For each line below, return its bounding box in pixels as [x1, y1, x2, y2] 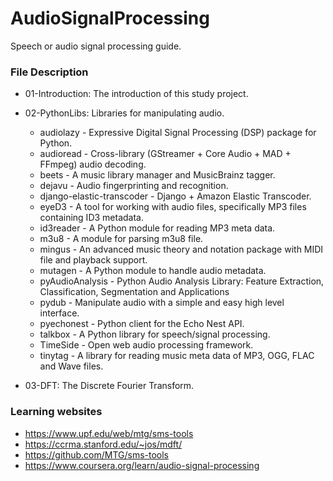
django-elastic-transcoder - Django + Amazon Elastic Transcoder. [39, 190, 312, 202]
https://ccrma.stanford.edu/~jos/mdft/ [24, 438, 183, 450]
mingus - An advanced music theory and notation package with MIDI [39, 243, 324, 256]
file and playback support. [39, 254, 148, 266]
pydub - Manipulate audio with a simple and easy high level [39, 297, 285, 309]
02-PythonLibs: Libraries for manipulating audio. [24, 107, 225, 119]
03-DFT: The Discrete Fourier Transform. [24, 380, 195, 392]
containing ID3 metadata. [39, 212, 144, 224]
